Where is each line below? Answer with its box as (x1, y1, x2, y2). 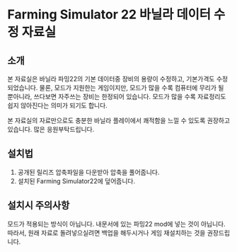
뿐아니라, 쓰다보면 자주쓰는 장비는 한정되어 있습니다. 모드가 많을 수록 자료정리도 (7, 93, 226, 101)
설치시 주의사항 (7, 200, 70, 212)
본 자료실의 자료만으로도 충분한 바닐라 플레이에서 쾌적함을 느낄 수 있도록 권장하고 (7, 116, 231, 125)
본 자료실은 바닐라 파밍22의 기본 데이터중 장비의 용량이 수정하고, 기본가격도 (7, 75, 215, 83)
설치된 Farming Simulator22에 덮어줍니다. (17, 176, 136, 185)
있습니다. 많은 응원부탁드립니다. (7, 125, 95, 133)
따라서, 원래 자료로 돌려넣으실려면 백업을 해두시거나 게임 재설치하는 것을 (7, 228, 206, 237)
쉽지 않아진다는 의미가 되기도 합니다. (7, 101, 108, 110)
